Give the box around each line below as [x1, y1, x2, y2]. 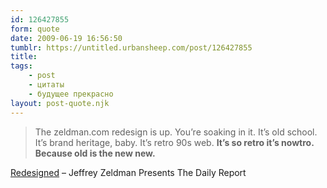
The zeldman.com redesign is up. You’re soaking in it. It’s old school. [34, 126, 318, 138]
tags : [10, 61, 33, 71]
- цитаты [28, 80, 65, 90]
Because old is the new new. [34, 147, 156, 159]
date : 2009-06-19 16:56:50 [10, 33, 123, 43]
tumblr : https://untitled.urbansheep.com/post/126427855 [10, 42, 253, 53]
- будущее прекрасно [28, 89, 114, 99]
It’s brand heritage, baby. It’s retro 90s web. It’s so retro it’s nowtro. [34, 136, 315, 148]
